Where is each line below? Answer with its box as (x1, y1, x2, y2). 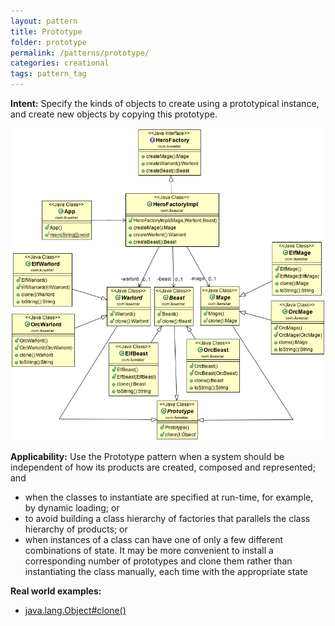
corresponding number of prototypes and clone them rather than (24, 555, 293, 567)
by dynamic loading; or (24, 502, 120, 514)
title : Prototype (10, 26, 83, 37)
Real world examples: (10, 585, 102, 597)
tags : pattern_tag (10, 69, 87, 79)
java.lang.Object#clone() (24, 605, 127, 617)
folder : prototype (10, 37, 87, 47)
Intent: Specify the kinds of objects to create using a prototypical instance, (10, 98, 320, 109)
